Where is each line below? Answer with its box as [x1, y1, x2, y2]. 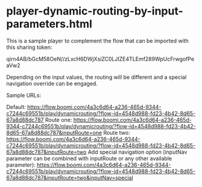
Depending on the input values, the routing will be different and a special [6, 73, 187, 80]
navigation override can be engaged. [6, 80, 98, 87]
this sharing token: [6, 44, 52, 51]
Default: [6, 103, 26, 110]
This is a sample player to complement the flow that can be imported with [6, 37, 189, 44]
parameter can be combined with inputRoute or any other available [6, 154, 172, 162]
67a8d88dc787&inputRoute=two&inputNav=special [6, 174, 134, 181]
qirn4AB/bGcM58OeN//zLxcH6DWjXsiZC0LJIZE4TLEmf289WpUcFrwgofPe [6, 55, 195, 62]
